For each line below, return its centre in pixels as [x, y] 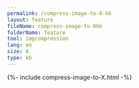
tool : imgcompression [38, 39]
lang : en [20, 45]
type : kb [20, 58]
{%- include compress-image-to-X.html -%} [69, 77]
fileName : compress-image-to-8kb [55, 26]
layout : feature [30, 20]
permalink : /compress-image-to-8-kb [59, 13]
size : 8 [18, 52]
